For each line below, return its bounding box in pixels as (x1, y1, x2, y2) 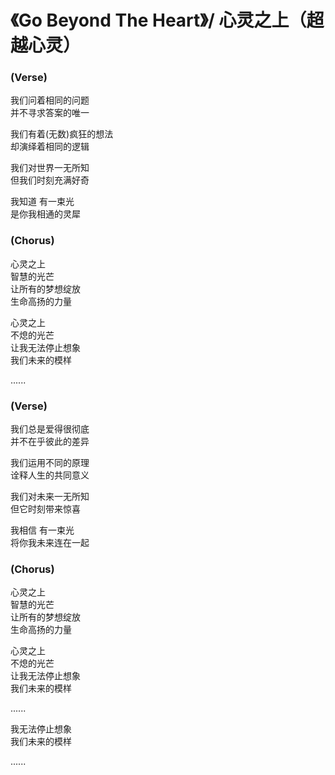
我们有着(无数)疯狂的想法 (10, 128, 114, 140)
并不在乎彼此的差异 (10, 436, 90, 448)
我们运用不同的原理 (10, 457, 90, 469)
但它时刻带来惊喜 (10, 503, 81, 515)
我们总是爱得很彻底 (10, 423, 90, 435)
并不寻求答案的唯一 (10, 107, 90, 119)
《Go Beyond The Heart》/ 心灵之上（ (10, 9, 307, 32)
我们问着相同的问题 (10, 94, 90, 106)
